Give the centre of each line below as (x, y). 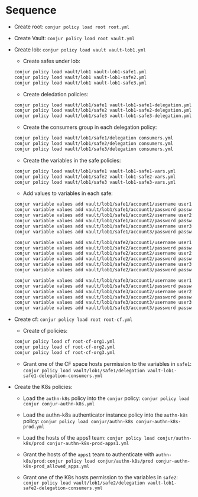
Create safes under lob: (51, 61)
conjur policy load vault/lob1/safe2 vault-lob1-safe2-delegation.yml (103, 111)
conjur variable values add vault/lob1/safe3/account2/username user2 (103, 291)
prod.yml (34, 427)
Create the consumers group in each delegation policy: (90, 127)
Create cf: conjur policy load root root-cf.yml (73, 319)
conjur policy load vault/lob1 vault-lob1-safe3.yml (80, 83)
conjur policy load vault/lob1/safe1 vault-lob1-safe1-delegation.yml (103, 105)
